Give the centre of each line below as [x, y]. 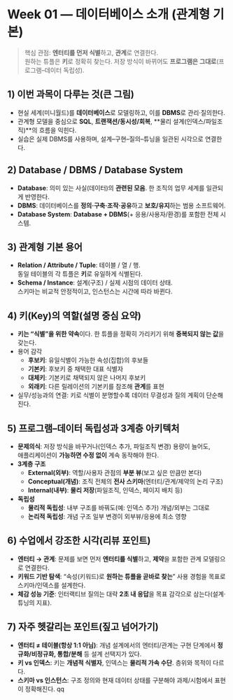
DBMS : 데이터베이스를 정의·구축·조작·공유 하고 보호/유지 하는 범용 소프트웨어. [121, 205]
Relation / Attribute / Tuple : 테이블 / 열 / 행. [79, 265]
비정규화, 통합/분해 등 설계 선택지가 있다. [86, 654]
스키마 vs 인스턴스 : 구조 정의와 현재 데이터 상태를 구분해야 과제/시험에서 [115, 680]
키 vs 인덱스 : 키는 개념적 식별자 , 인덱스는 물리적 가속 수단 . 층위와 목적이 [114, 662]
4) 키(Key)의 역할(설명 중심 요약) [74, 316]
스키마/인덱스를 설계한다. [51, 585]
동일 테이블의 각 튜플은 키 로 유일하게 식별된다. [80, 274]
